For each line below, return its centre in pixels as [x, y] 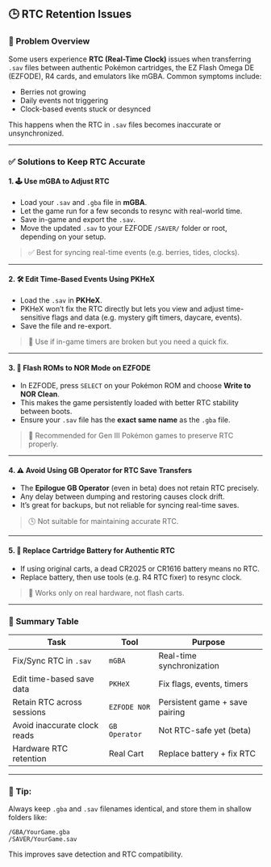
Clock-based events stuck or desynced [85, 109]
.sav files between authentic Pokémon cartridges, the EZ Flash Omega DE [131, 67]
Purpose [209, 642]
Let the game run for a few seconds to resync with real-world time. [131, 211]
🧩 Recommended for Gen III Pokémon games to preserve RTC [131, 436]
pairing [172, 712]
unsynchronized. [36, 133]
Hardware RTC [40, 748]
